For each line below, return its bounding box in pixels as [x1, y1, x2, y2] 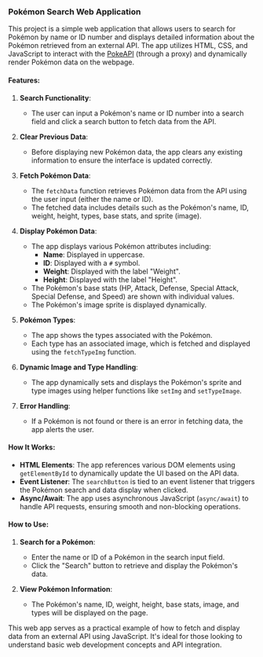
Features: [8, 75, 41, 85]
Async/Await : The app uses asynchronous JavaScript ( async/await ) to [19, 494, 249, 503]
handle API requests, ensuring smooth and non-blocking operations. [19, 501, 241, 511]
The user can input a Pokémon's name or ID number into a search [31, 108, 245, 118]
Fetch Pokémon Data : [19, 171, 91, 180]
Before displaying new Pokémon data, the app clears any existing [31, 147, 243, 156]
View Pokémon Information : [19, 584, 112, 593]
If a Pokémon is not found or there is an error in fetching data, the [31, 416, 243, 426]
